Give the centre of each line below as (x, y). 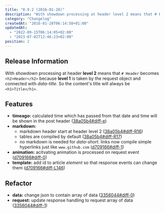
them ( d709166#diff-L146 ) (39, 168)
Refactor (19, 183)
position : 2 (17, 42)
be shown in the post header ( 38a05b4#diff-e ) (59, 121)
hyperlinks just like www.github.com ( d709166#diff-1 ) (72, 147)
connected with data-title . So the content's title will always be (68, 83)
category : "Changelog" (28, 19)
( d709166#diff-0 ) (30, 158)
